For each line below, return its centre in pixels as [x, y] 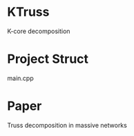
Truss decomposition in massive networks [67, 125]
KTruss [28, 12]
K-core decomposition [39, 31]
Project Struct [48, 59]
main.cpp [20, 78]
